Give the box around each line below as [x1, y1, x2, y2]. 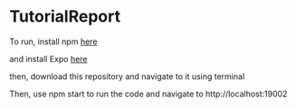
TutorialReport [9, 6, 120, 27]
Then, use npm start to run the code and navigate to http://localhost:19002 [9, 88, 288, 99]
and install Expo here [9, 53, 88, 64]
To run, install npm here [9, 36, 98, 47]
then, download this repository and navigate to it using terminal [9, 70, 245, 82]
